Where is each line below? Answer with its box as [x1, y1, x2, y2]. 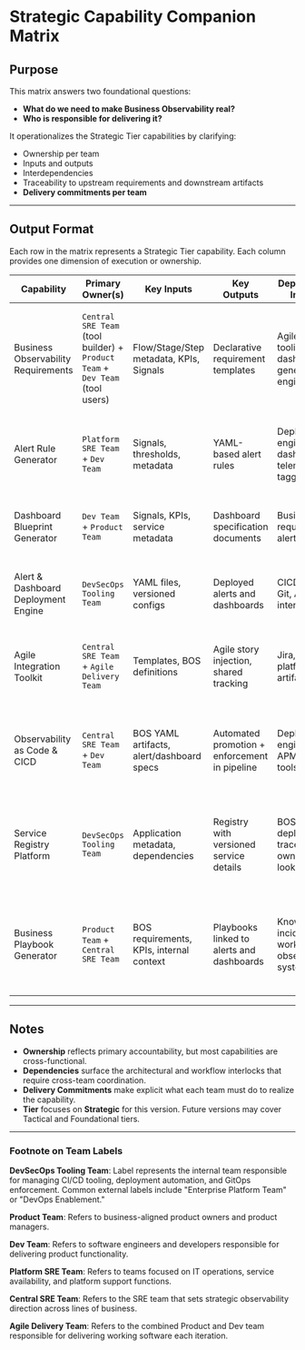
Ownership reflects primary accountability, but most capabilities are [22, 1046, 279, 1057]
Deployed [212, 576, 254, 588]
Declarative [212, 340, 262, 353]
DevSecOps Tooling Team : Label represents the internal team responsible [9, 1165, 288, 1176]
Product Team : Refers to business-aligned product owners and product [9, 1211, 278, 1222]
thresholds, [133, 448, 182, 460]
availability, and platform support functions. [9, 1276, 172, 1286]
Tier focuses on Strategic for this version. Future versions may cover [22, 1103, 282, 1114]
